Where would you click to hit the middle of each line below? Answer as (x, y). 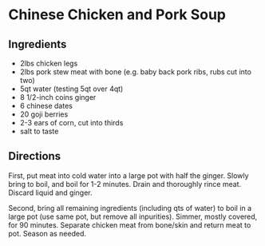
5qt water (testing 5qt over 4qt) (71, 89)
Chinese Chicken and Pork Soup (117, 15)
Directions (35, 156)
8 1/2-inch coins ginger (58, 97)
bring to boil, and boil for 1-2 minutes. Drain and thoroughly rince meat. (125, 184)
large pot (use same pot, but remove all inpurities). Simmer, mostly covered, (133, 216)
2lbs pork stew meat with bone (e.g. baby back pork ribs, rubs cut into (135, 72)
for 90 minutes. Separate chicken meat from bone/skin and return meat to (130, 224)
